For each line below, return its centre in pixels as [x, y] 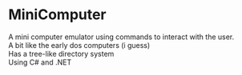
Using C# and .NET [40, 62]
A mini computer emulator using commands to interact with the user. [121, 37]
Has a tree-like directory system [61, 53]
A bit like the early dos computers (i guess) [79, 45]
